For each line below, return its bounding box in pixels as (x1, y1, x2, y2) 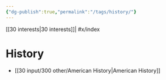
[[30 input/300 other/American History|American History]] (14, 67, 161, 74)
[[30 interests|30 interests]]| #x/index (5, 25, 100, 33)
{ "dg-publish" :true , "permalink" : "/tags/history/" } (5, 8, 137, 15)
